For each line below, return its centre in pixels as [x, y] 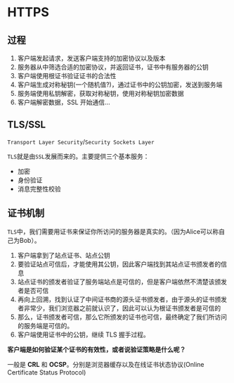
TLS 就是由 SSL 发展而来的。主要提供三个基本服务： [78, 156]
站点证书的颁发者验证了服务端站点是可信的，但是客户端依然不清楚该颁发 [122, 282]
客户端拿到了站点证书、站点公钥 [64, 255]
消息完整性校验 [39, 189]
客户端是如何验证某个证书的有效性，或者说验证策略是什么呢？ [97, 349]
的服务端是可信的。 [45, 325]
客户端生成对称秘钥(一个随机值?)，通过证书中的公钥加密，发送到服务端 [120, 84]
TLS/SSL [27, 125]
